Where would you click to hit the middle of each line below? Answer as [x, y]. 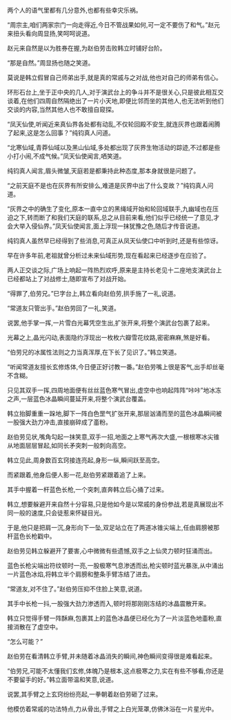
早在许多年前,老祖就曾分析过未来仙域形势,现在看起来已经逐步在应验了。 [109, 255]
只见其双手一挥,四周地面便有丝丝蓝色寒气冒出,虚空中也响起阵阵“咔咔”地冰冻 [114, 390]
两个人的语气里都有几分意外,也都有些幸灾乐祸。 [75, 10]
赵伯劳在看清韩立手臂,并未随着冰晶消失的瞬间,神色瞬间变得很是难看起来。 [112, 656]
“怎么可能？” [25, 642]
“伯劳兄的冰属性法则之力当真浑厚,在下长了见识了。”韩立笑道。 [94, 352]
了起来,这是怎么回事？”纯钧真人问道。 [61, 133]
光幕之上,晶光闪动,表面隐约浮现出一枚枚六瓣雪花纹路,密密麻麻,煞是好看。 [110, 338]
